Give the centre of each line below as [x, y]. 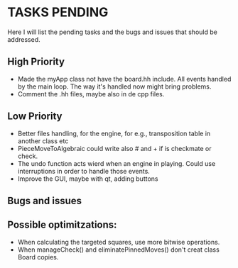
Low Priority [35, 117]
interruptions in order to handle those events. [84, 171]
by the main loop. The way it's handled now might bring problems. [114, 86]
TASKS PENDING [58, 12]
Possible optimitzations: [62, 225]
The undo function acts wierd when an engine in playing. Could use [117, 163]
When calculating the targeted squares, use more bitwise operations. [119, 242]
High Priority [36, 62]
